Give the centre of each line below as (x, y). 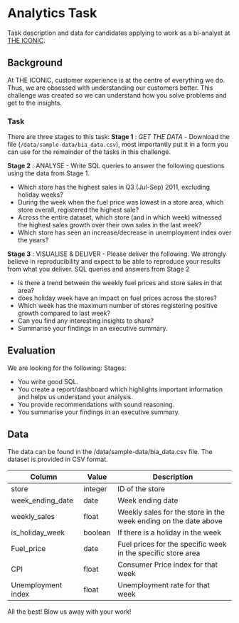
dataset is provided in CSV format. (58, 459)
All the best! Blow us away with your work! (69, 612)
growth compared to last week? (64, 313)
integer (95, 488)
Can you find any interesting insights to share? (86, 321)
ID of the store (141, 488)
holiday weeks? (41, 195)
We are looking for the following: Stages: (67, 368)
